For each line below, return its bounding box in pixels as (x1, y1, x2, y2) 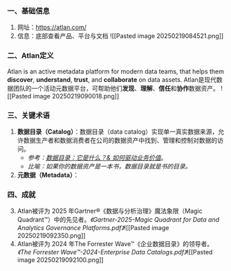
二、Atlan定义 (7, 51, 54, 60)
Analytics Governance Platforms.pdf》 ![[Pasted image (17, 224, 169, 232)
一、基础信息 (7, 6, 50, 15)
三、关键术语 (7, 110, 50, 120)
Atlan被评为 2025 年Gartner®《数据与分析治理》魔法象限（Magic (17, 207, 203, 216)
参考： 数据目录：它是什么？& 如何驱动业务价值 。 (27, 153, 167, 161)
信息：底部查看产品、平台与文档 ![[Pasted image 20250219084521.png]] (17, 32, 224, 40)
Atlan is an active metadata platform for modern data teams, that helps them (7, 67, 225, 76)
